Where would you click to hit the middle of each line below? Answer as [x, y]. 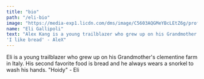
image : [15, 23]
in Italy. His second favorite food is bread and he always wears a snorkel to [100, 63]
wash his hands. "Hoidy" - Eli [43, 70]
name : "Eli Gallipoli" [35, 29]
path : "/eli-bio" [28, 17]
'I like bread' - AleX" [36, 40]
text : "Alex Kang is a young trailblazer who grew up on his [85, 34]
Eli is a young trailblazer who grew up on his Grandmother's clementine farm [102, 57]
